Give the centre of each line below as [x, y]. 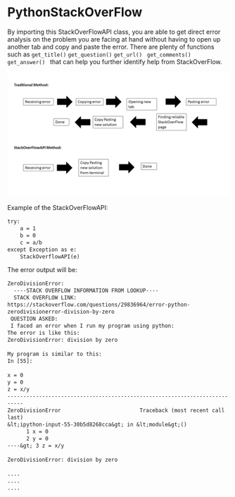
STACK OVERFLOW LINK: [45, 298]
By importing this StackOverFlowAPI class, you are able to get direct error [114, 32]
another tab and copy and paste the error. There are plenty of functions [111, 47]
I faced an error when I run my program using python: [92, 326]
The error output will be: [42, 270]
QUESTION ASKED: [34, 319]
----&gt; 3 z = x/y [36, 446]
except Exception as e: [42, 250]
